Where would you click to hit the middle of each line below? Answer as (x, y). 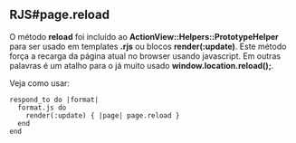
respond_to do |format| (54, 100)
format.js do (42, 108)
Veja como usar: (40, 83)
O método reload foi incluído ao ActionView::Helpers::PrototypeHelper (144, 36)
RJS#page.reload (60, 15)
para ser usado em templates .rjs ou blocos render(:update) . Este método (148, 46)
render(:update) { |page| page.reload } (103, 115)
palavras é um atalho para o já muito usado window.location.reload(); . (142, 65)
